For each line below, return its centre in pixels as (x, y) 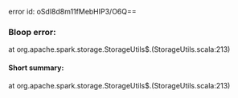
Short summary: (36, 68)
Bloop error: (32, 32)
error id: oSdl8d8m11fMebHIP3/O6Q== (72, 12)
